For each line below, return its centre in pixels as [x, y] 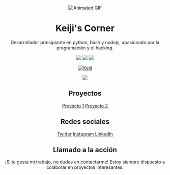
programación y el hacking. [85, 48]
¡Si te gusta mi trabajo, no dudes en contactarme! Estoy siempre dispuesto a [85, 162]
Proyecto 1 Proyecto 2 [85, 106]
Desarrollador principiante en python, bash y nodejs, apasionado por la [85, 42]
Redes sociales [85, 122]
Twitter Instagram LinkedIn [85, 134]
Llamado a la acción [85, 150]
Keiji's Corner [85, 28]
